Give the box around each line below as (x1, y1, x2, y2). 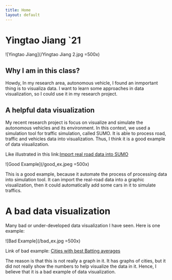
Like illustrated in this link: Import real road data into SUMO (5, 151, 128, 157)
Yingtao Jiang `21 (5, 34, 81, 46)
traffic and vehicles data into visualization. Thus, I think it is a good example (5, 136, 165, 142)
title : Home (5, 7, 31, 13)
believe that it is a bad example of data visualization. (5, 269, 116, 275)
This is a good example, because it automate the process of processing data (5, 171, 167, 177)
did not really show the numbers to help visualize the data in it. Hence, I (5, 263, 157, 269)
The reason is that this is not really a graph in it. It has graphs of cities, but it (5, 258, 166, 264)
